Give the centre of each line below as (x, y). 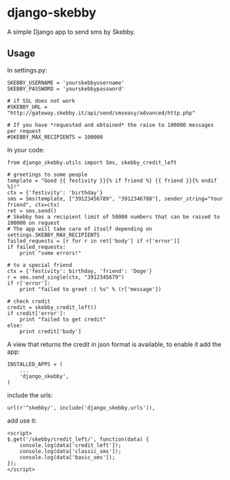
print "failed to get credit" (63, 319)
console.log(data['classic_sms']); (71, 451)
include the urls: (30, 395)
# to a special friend (40, 265)
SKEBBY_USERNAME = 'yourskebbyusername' (66, 83)
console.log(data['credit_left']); (71, 445)
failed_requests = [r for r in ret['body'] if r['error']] (94, 241)
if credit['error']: (37, 313)
